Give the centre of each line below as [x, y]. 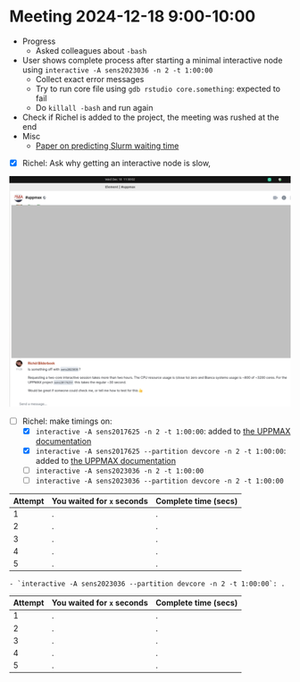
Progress [39, 41]
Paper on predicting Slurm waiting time [107, 146]
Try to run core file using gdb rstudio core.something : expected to [158, 88]
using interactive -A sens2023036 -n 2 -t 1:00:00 [117, 70]
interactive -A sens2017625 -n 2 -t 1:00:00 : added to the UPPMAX [163, 431]
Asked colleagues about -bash [91, 50]
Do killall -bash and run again [94, 107]
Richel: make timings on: [67, 421]
